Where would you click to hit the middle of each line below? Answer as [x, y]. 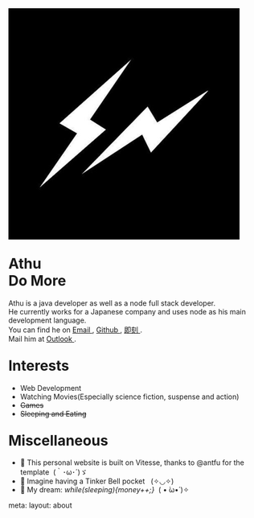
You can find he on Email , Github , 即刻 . [76, 330]
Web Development [51, 388]
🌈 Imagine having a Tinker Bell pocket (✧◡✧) [97, 481]
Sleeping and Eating [53, 413]
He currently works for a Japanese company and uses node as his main [127, 311]
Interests [39, 366]
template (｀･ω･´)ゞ [53, 472]
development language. [47, 320]
